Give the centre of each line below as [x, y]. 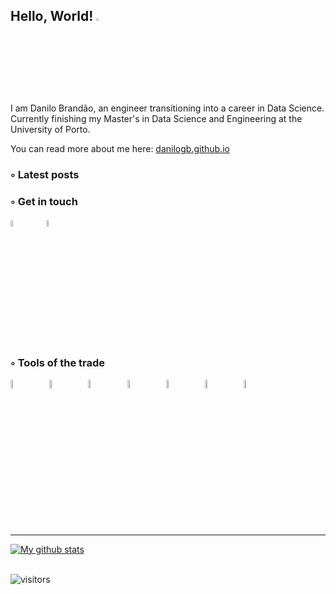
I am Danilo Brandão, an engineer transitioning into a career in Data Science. [167, 108]
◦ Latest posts [45, 174]
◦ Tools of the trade [58, 363]
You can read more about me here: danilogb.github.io [120, 148]
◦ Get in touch [44, 201]
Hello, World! [52, 16]
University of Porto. [50, 129]
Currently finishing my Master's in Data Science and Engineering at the [156, 118]
